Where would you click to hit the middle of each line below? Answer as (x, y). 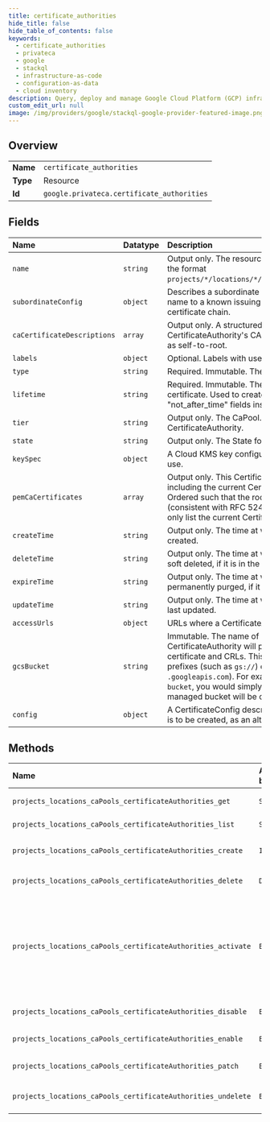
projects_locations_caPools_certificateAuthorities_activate (132, 946)
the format (187, 268)
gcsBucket (31, 666)
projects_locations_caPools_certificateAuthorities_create (128, 851)
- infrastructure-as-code (59, 76)
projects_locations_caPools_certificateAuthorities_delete (128, 881)
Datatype (141, 245)
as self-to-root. (197, 345)
